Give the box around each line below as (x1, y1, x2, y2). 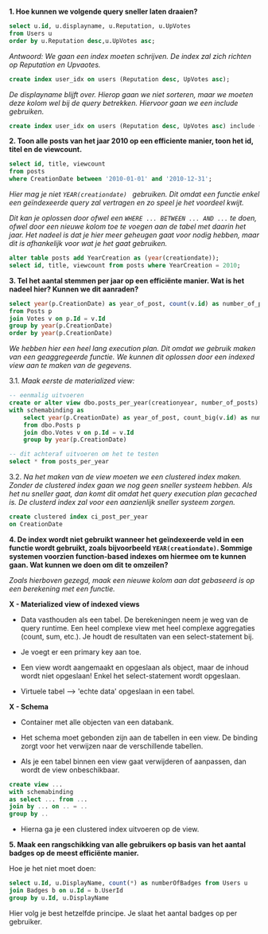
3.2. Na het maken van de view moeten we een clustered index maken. (9, 472, 242, 481)
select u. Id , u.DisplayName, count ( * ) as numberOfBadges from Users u (9, 879, 248, 887)
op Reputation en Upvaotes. (9, 60, 101, 69)
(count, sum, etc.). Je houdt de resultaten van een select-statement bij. (20, 631, 254, 641)
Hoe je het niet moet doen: (9, 864, 96, 873)
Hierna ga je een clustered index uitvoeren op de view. (20, 824, 200, 834)
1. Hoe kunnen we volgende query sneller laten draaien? (9, 7, 198, 16)
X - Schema (9, 701, 49, 711)
